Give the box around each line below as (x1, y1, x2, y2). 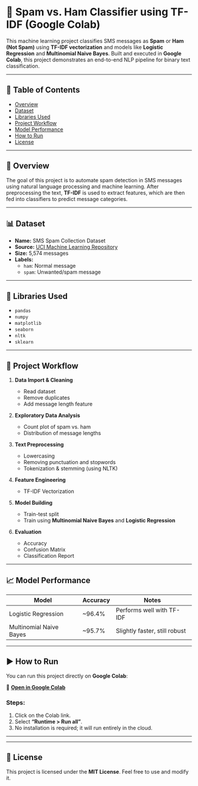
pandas (14, 308, 31, 314)
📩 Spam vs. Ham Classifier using (6, 5, 169, 19)
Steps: (6, 698, 25, 706)
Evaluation (14, 528, 42, 535)
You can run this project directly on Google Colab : (6, 672, 128, 679)
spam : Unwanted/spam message (23, 268, 101, 276)
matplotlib (14, 321, 42, 327)
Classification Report (23, 552, 75, 559)
